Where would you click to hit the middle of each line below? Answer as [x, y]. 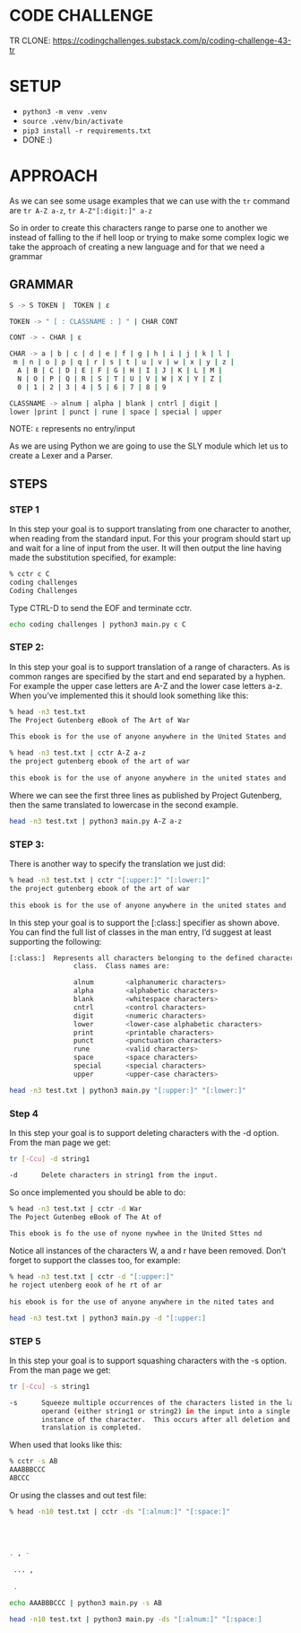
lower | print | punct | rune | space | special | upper [116, 412]
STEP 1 [24, 510]
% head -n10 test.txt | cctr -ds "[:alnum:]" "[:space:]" [120, 1511]
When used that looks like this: [66, 1445]
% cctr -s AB [34, 1462]
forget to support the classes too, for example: [95, 1261]
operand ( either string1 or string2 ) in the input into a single [166, 1411]
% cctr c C [30, 574]
